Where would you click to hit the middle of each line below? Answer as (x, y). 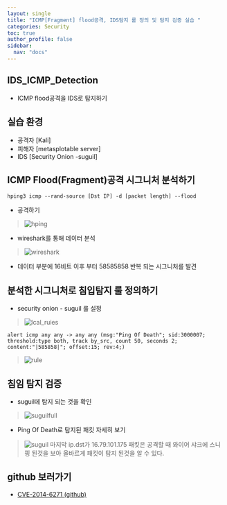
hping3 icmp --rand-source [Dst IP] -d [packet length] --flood (102, 196)
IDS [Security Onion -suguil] (57, 156)
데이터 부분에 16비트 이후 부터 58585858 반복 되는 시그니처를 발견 (107, 266)
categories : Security (38, 26)
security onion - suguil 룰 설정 (59, 309)
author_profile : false (40, 40)
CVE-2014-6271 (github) (52, 494)
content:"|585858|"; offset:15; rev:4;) (66, 348)
